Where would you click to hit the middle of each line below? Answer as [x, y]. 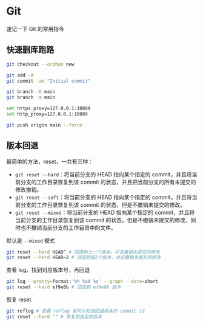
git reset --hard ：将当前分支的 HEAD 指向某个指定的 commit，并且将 [103, 174]
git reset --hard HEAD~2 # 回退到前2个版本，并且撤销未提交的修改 [84, 258]
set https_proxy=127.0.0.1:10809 [48, 109]
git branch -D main [31, 92]
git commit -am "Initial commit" [48, 81]
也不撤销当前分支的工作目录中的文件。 [68, 227]
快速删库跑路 [30, 50]
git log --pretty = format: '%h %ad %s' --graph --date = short [82, 282]
